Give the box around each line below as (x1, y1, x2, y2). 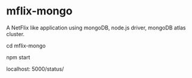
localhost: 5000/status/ (6, 65, 64, 73)
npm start (6, 53, 31, 61)
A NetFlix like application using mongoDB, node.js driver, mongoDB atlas (6, 24, 186, 31)
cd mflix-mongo (6, 42, 46, 49)
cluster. (6, 30, 25, 37)
